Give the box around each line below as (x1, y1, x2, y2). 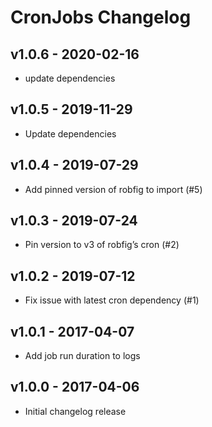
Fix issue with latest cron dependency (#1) (24, 294, 200, 306)
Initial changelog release (24, 405, 127, 417)
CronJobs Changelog (10, 6, 192, 29)
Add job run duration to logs (24, 350, 141, 362)
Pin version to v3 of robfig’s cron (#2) (24, 239, 180, 251)
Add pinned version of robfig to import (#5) (24, 183, 203, 195)
